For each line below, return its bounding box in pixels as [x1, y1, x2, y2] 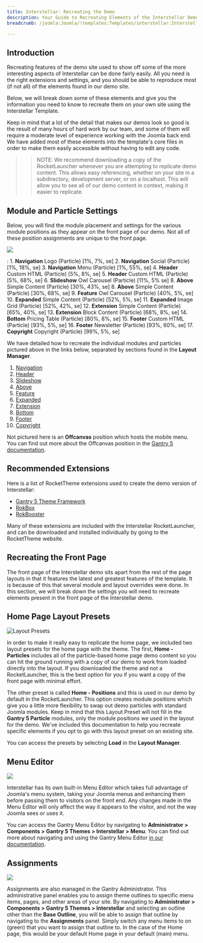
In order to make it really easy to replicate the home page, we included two [7, 639, 193, 647]
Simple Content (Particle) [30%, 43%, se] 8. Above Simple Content [7, 283, 174, 290]
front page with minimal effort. [7, 677, 83, 685]
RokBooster [15, 510, 45, 518]
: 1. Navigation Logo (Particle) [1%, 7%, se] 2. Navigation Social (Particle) [7, 257, 190, 265]
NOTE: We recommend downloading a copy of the [36, 156, 161, 163]
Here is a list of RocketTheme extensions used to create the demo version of [7, 480, 197, 487]
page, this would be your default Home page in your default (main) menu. [7, 930, 189, 938]
